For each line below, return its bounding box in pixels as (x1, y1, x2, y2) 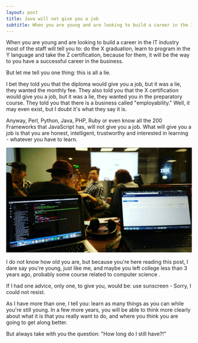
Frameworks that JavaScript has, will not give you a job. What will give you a (6, 123, 192, 130)
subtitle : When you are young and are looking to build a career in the (6, 22, 189, 28)
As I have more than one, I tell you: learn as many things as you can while (6, 300, 184, 307)
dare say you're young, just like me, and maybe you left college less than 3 (6, 264, 187, 272)
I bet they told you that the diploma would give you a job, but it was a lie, (6, 80, 181, 88)
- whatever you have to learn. (6, 136, 78, 143)
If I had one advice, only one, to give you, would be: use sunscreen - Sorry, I (6, 282, 192, 289)
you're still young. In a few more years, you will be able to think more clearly (6, 306, 191, 313)
